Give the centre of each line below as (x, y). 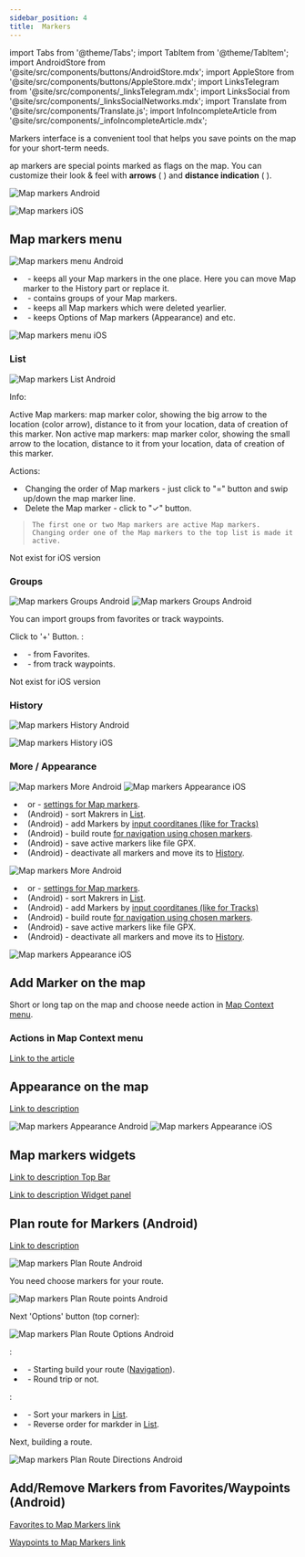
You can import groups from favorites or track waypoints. (117, 618)
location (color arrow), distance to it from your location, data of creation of (149, 424)
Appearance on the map (79, 1087)
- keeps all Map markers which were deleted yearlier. (127, 308)
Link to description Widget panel (71, 1195)
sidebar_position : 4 (49, 18)
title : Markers (40, 26)
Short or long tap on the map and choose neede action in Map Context (142, 1005)
